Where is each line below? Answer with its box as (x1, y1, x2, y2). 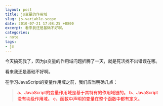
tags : (5, 39, 16, 44)
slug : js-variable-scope (5, 16, 56, 21)
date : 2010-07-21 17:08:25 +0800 (5, 21, 74, 26)
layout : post (5, 7, 32, 12)
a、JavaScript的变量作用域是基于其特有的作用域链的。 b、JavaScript (17, 89, 158, 95)
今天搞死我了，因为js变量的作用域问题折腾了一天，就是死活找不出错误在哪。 (5, 58, 160, 64)
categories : (5, 30, 30, 35)
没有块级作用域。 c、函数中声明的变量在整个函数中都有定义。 (17, 96, 142, 102)
